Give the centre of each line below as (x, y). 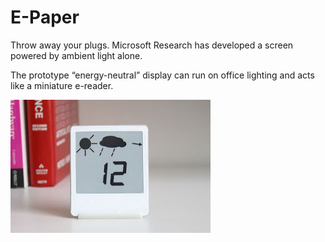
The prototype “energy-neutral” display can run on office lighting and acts (162, 75)
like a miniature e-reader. (62, 85)
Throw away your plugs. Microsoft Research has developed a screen (152, 45)
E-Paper (45, 17)
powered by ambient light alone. (76, 55)
